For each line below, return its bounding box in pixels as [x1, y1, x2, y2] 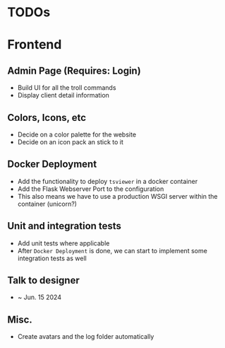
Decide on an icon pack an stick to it [17, 138, 123, 146]
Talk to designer [7, 274, 80, 286]
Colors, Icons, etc [7, 111, 87, 124]
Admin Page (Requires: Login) [7, 64, 141, 76]
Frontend [7, 37, 62, 53]
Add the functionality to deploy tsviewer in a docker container [17, 177, 198, 185]
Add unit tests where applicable [17, 238, 110, 248]
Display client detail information [17, 91, 109, 100]
